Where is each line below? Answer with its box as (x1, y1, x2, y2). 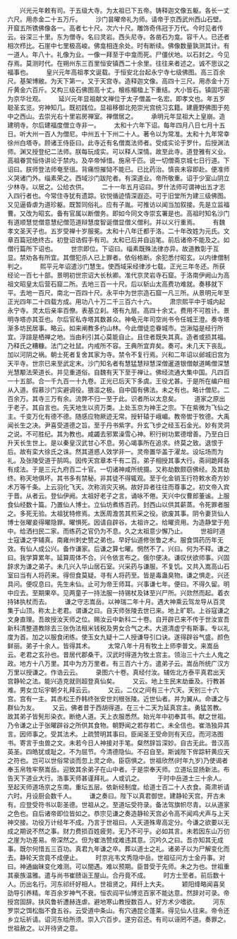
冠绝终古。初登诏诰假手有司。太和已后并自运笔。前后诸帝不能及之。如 (25, 236, 230, 244)
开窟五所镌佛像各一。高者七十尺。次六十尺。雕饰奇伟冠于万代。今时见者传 (7, 24, 224, 32)
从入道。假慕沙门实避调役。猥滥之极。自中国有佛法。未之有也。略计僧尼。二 (7, 385, 230, 394)
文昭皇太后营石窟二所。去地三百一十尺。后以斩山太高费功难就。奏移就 (13, 280, 217, 288)
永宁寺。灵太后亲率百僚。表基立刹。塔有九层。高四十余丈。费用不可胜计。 (7, 306, 224, 314)
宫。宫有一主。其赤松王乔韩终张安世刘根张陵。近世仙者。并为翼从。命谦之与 (7, 695, 230, 702)
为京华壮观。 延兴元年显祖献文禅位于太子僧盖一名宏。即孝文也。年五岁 (7, 95, 226, 102)
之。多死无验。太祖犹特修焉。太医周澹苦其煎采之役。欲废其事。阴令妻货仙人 (7, 509, 230, 518)
